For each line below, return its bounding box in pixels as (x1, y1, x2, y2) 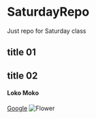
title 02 (7, 70, 38, 81)
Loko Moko (7, 89, 39, 97)
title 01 (7, 47, 36, 58)
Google (7, 104, 28, 112)
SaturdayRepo (7, 4, 90, 20)
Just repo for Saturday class (7, 27, 86, 35)
